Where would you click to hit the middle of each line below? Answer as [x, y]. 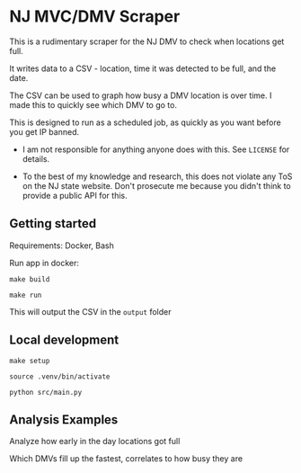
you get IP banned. [44, 131]
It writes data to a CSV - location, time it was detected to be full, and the [143, 68]
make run [26, 295]
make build [30, 279]
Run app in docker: [44, 263]
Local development [64, 340]
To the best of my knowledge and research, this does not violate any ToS [157, 176]
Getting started [53, 223]
